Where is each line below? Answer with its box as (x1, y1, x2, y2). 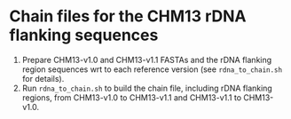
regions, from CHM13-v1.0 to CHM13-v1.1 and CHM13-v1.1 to (21, 91, 242, 103)
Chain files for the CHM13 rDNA (9, 6, 247, 27)
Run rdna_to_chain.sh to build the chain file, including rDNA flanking (21, 83, 272, 93)
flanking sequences (9, 25, 159, 45)
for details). (21, 73, 65, 83)
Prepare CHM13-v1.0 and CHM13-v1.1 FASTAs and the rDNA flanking (21, 54, 272, 65)
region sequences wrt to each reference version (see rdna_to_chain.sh (21, 64, 282, 75)
